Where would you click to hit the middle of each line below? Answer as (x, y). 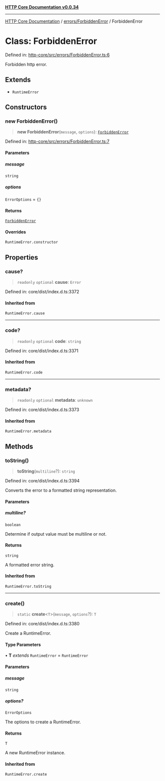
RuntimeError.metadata (28, 431)
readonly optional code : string (49, 341)
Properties (22, 257)
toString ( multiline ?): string (46, 471)
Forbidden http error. (26, 64)
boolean (13, 525)
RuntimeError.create (26, 775)
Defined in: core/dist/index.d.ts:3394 (42, 480)
